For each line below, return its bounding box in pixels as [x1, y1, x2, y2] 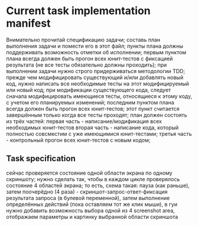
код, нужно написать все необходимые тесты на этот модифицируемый [6, 80, 189, 87]
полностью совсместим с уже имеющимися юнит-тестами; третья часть [6, 130, 192, 137]
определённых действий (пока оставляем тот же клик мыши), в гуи [6, 201, 177, 208]
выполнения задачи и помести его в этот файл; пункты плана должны [6, 42, 183, 50]
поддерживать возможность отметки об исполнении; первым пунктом [6, 48, 187, 55]
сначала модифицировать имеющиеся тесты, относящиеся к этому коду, [6, 93, 193, 100]
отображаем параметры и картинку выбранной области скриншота [6, 213, 178, 220]
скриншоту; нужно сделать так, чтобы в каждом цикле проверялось [6, 175, 180, 182]
